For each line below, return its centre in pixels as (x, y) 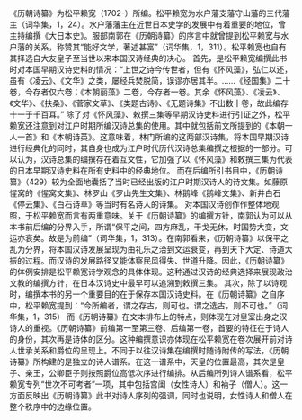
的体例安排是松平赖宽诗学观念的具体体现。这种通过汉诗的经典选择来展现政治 (151, 272)
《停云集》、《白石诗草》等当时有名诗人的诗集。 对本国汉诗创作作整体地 (140, 204)
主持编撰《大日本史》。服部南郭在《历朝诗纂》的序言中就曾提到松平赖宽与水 (149, 36)
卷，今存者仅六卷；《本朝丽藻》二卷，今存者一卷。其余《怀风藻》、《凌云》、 (147, 92)
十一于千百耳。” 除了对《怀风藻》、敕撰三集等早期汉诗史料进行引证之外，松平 (150, 114)
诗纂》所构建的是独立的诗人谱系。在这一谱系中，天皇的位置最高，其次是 (143, 362)
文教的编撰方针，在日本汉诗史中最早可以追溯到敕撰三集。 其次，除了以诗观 (148, 283)
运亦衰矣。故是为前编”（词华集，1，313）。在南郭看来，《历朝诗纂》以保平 (145, 238)
